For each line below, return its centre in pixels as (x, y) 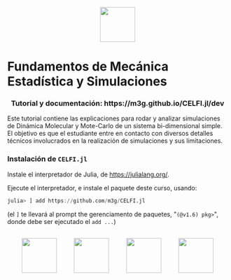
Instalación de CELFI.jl (47, 159)
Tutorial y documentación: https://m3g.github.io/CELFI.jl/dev (118, 104)
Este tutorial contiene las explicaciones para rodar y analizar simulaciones (114, 118)
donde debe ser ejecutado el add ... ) (62, 221)
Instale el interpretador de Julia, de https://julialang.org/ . (88, 174)
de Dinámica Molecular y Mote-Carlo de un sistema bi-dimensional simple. (115, 126)
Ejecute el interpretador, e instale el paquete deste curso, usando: (102, 188)
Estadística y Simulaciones (87, 82)
